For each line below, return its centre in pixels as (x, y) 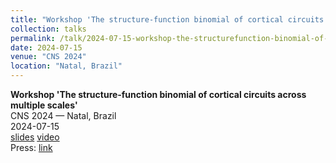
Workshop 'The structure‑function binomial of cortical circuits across (158, 94)
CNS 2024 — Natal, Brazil (63, 115)
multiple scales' (44, 105)
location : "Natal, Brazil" (66, 66)
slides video (35, 137)
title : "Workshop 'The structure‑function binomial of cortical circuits (167, 19)
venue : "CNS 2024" (48, 57)
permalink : (33, 38)
